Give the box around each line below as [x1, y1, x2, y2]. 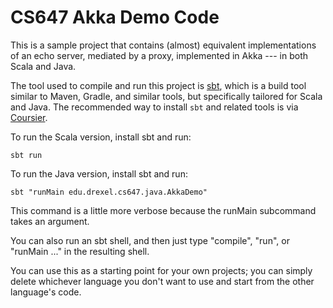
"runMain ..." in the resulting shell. [10, 245, 150, 257]
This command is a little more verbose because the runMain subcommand [10, 204, 317, 216]
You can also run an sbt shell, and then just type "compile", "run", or [10, 234, 290, 246]
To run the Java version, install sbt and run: [10, 167, 188, 180]
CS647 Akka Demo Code [10, 6, 220, 29]
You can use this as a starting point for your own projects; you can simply [10, 264, 313, 276]
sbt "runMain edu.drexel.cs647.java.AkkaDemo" [10, 187, 208, 197]
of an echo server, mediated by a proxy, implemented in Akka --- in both [10, 49, 309, 61]
